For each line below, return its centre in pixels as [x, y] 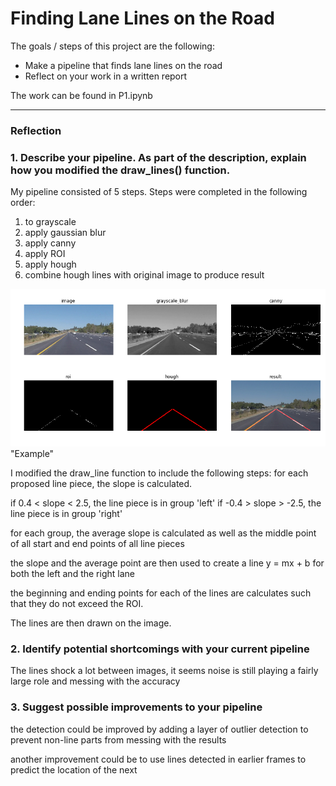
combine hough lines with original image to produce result [144, 275]
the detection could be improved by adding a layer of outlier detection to [159, 729]
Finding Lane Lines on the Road [142, 18]
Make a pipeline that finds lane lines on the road [123, 65]
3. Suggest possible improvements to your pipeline [136, 707]
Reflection [36, 130]
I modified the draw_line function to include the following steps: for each [159, 473]
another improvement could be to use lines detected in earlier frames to [158, 759]
